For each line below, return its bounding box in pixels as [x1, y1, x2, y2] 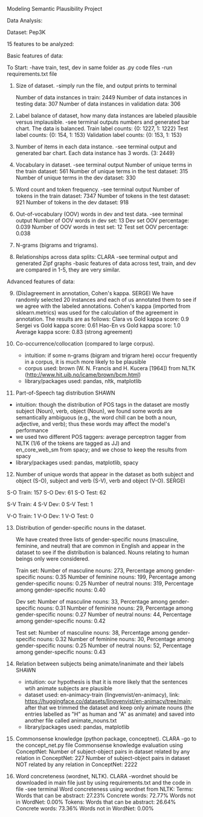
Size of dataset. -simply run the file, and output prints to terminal [15, 82, 177, 89]
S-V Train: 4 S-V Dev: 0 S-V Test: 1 [7, 501, 93, 508]
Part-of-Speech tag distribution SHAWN [15, 389, 115, 396]
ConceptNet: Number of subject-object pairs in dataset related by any [15, 748, 190, 755]
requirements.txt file [7, 70, 57, 78]
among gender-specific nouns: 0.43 [15, 649, 106, 655]
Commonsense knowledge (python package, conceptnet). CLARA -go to [15, 735, 197, 742]
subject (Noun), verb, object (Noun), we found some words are [15, 407, 173, 415]
